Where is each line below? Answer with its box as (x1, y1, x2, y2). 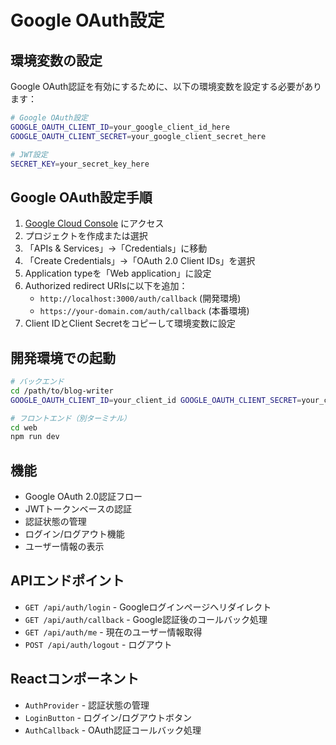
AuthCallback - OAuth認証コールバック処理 (24, 724, 202, 736)
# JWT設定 (10, 149, 48, 160)
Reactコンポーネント (10, 671, 140, 688)
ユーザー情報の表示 (24, 541, 105, 553)
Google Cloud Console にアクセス (24, 217, 165, 230)
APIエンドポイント (10, 572, 125, 590)
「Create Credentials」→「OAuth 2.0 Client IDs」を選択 (24, 255, 256, 267)
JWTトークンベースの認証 (24, 503, 132, 515)
